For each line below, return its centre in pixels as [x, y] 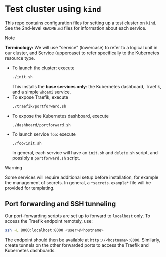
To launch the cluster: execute [43, 68]
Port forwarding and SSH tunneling [61, 203]
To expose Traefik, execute [40, 97]
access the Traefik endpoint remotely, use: [49, 221]
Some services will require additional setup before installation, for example [82, 177]
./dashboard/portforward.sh [41, 125]
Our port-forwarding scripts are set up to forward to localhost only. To [78, 216]
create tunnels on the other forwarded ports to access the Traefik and [77, 245]
